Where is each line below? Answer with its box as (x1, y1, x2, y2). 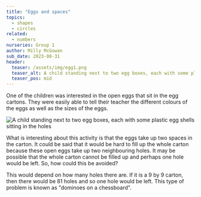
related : (6, 31, 28, 37)
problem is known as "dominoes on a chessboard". (6, 184, 132, 192)
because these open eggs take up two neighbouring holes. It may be (6, 147, 176, 154)
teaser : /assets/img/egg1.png (11, 64, 87, 71)
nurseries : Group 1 (6, 43, 55, 49)
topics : (6, 14, 26, 20)
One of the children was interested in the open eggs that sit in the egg (6, 92, 179, 99)
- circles (11, 25, 36, 32)
